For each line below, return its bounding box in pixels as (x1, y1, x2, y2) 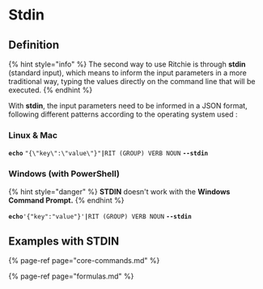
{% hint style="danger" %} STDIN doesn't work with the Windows (8, 186, 231, 196)
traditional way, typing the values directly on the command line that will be (8, 77, 256, 86)
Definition (8, 38, 59, 52)
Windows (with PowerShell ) (8, 168, 120, 180)
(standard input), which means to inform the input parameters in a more (8, 68, 247, 78)
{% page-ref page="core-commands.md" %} (8, 256, 160, 266)
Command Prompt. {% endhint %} (8, 195, 125, 205)
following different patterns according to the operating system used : (8, 109, 238, 119)
